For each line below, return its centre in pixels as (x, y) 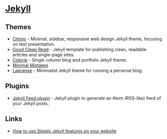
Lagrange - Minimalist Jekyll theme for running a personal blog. (78, 70)
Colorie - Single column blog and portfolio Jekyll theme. (70, 60)
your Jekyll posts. (30, 103)
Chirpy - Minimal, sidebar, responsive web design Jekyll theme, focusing (87, 39)
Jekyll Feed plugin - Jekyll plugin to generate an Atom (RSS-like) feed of (86, 98)
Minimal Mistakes (30, 65)
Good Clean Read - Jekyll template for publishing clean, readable (80, 49)
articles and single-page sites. (43, 55)
